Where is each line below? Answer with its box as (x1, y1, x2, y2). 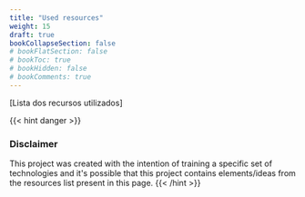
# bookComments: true (9, 73, 92, 82)
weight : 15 (9, 22, 51, 31)
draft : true (9, 30, 55, 39)
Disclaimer (9, 137, 58, 150)
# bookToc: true (9, 55, 71, 64)
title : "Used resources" (9, 13, 104, 23)
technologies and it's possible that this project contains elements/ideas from (9, 168, 296, 179)
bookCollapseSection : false (9, 38, 117, 48)
